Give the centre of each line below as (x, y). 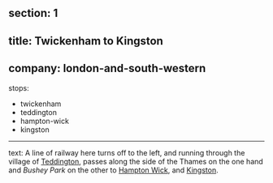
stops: (19, 87)
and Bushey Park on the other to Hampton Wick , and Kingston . (113, 170)
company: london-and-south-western (107, 68)
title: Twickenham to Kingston (86, 41)
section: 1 (33, 13)
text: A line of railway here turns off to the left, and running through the (127, 152)
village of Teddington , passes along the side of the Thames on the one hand (136, 161)
